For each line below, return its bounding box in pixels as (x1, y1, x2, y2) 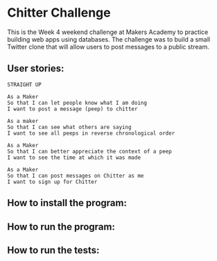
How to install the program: (7, 197, 127, 209)
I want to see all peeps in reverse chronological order (7, 130, 175, 137)
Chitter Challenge (7, 5, 111, 21)
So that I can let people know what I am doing (7, 99, 148, 106)
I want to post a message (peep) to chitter (7, 106, 138, 112)
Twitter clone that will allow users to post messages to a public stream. (7, 42, 209, 51)
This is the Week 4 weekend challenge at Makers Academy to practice (7, 28, 209, 36)
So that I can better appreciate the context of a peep (7, 148, 172, 155)
